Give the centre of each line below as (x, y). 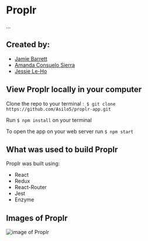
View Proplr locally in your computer (74, 90)
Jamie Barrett (31, 58)
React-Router (30, 187)
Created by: (28, 45)
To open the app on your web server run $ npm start (70, 131)
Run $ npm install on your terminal (49, 120)
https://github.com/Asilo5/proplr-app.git (58, 109)
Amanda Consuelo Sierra (44, 65)
